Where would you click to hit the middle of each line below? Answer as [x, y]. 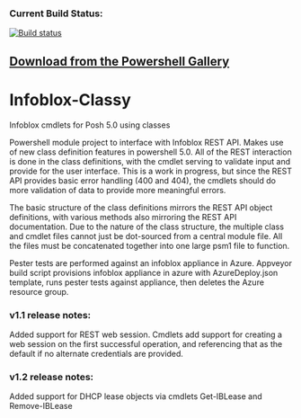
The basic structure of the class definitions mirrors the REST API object [141, 207]
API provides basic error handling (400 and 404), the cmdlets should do [143, 180]
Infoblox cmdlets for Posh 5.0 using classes [90, 125]
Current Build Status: [56, 13]
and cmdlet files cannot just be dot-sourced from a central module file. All [146, 236]
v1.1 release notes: [50, 315]
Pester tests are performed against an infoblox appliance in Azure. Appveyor [150, 262]
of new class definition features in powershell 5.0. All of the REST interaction [150, 152]
